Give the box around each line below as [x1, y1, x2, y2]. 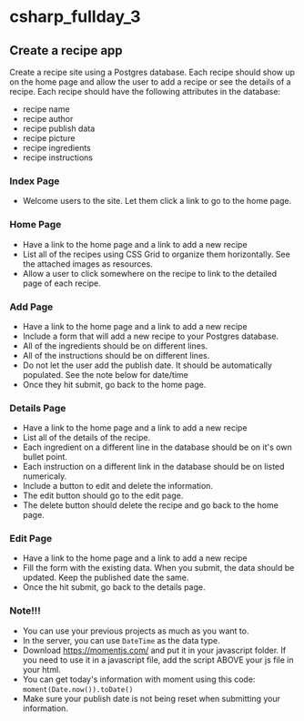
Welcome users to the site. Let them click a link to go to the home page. [22, 196, 292, 207]
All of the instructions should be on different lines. [22, 350, 210, 360]
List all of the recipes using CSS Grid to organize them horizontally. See [22, 249, 291, 259]
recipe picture [22, 133, 76, 143]
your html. [22, 664, 61, 675]
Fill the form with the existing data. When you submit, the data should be [22, 563, 295, 574]
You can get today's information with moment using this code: [22, 674, 256, 685]
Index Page [9, 175, 60, 188]
